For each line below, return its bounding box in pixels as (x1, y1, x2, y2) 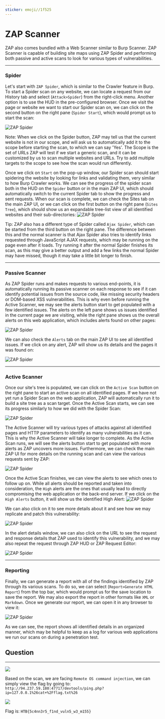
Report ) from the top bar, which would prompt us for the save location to (5, 589, 151, 595)
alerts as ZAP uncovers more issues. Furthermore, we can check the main (5, 446, 155, 452)
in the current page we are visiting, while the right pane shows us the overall (5, 312, 160, 318)
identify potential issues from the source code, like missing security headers (5, 291, 160, 297)
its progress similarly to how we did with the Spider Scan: (5, 405, 121, 412)
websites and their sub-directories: (5, 212, 76, 217)
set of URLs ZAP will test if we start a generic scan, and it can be (5, 149, 137, 155)
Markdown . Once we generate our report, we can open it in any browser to (5, 599, 153, 605)
